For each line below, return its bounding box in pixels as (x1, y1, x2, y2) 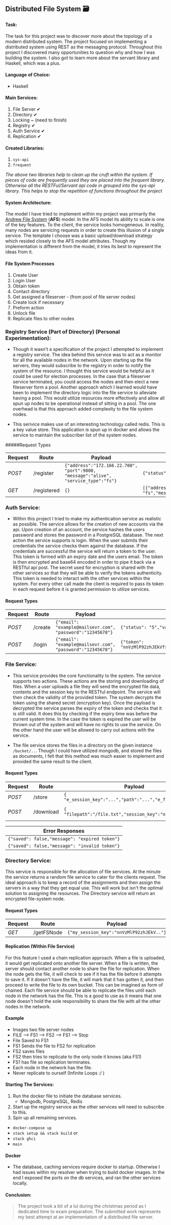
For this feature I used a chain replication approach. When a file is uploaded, (5, 954, 165, 960)
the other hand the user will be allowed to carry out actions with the (12, 727, 155, 733)
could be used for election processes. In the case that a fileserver (12, 373, 151, 379)
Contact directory (12, 288, 50, 294)
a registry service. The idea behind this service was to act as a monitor (12, 351, 162, 357)
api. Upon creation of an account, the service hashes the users (12, 526, 145, 533)
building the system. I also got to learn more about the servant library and (5, 55, 159, 61)
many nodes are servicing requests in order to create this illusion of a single (5, 227, 164, 233)
